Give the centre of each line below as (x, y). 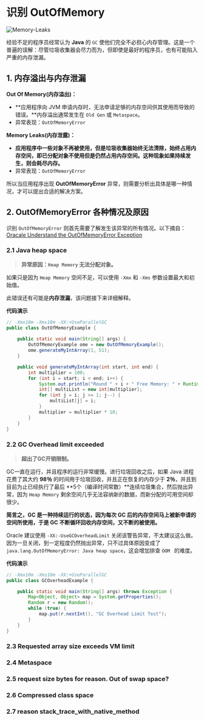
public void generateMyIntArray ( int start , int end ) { (88, 367)
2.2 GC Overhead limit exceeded (55, 445)
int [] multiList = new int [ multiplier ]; (90, 390)
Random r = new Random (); (61, 603)
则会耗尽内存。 (45, 163)
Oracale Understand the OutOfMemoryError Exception (74, 235)
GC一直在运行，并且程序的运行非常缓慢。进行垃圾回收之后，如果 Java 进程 (100, 472)
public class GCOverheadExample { (50, 580)
